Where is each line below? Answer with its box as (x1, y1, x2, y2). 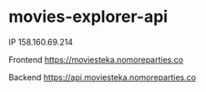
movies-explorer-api (8, 6, 169, 27)
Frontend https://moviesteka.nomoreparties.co (8, 54, 184, 65)
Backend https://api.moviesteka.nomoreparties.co (8, 71, 197, 83)
